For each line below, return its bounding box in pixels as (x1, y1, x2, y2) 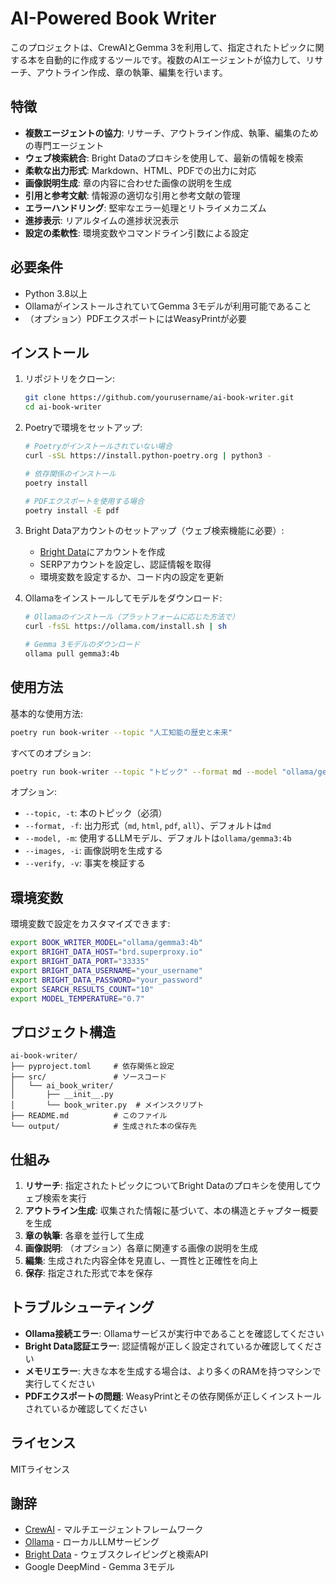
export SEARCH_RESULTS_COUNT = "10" (10, 984, 155, 994)
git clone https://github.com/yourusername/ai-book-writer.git (24, 393, 295, 403)
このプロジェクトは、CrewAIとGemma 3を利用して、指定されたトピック (10, 41, 307, 53)
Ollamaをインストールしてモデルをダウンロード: (24, 592, 223, 604)
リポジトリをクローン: (24, 373, 116, 385)
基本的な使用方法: (10, 707, 84, 719)
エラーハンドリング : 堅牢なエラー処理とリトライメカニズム (24, 202, 267, 214)
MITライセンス (10, 1463, 71, 1475)
